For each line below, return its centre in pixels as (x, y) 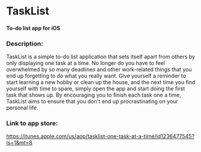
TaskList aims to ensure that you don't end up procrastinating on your (92, 102)
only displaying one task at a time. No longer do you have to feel (85, 63)
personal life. (22, 108)
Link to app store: (32, 123)
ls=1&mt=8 (19, 143)
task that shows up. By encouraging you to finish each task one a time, (94, 95)
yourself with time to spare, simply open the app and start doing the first (96, 89)
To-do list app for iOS (33, 28)
